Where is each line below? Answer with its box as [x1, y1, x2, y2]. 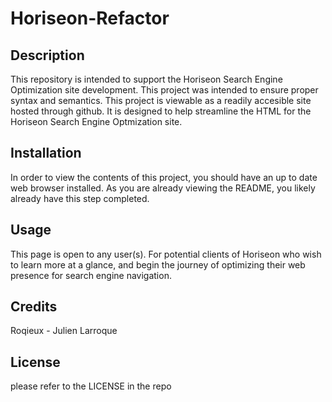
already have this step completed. [10, 192, 150, 204]
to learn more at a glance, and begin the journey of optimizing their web [10, 258, 306, 271]
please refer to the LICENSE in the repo [10, 380, 172, 392]
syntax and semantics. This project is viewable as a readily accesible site [10, 95, 312, 106]
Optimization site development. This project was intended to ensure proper [10, 84, 319, 96]
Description [10, 47, 85, 64]
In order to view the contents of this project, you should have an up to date [10, 171, 318, 183]
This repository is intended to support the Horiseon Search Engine [10, 73, 283, 85]
